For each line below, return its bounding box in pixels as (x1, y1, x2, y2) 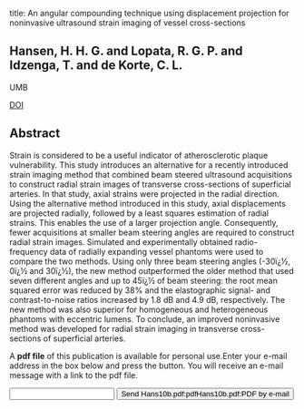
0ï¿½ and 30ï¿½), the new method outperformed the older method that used (9, 265, 295, 276)
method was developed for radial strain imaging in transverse (9, 323, 239, 334)
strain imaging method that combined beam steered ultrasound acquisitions (9, 169, 293, 180)
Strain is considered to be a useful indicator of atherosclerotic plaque (9, 150, 269, 161)
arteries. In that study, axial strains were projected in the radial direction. (9, 188, 279, 199)
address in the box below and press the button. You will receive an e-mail (9, 360, 284, 371)
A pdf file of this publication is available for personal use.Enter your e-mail (9, 350, 288, 361)
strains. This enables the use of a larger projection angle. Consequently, (9, 217, 279, 228)
